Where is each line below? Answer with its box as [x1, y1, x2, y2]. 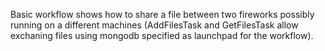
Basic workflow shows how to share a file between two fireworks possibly [10, 9, 315, 20]
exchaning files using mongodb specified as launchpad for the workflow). [10, 30, 314, 41]
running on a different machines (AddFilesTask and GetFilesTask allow [10, 19, 299, 31]
